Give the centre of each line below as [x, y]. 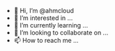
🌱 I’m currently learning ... [51, 25]
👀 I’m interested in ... [43, 18]
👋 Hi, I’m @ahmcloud [44, 11]
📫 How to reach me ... [46, 40]
